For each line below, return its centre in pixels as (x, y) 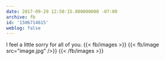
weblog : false (24, 28)
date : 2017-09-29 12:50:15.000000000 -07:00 (62, 11)
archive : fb (21, 17)
